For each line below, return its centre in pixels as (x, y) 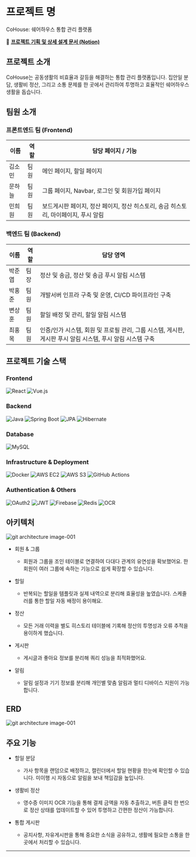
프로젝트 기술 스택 (36, 361)
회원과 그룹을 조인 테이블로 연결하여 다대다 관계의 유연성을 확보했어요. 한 (106, 562)
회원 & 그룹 (27, 549)
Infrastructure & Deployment (48, 462)
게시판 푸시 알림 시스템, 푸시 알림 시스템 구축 (97, 339)
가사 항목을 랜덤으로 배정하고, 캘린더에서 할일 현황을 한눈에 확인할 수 (101, 770)
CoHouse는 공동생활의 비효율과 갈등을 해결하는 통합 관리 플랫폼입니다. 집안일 (94, 77)
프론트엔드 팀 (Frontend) (39, 130)
